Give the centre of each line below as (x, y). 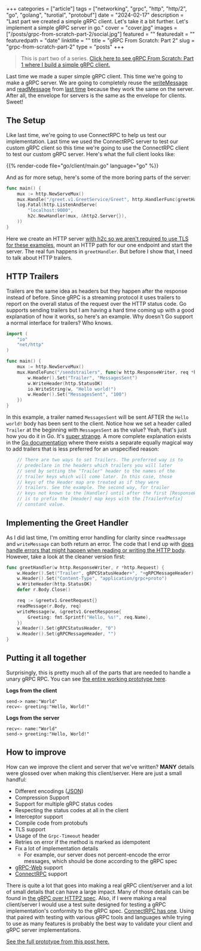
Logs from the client (32, 690)
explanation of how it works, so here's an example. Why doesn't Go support (100, 316)
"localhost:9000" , (51, 211)
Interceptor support (39, 816)
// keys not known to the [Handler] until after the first (92, 493)
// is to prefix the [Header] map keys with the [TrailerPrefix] (100, 499)
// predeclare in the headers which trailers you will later (95, 465)
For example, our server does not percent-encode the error (97, 855)
